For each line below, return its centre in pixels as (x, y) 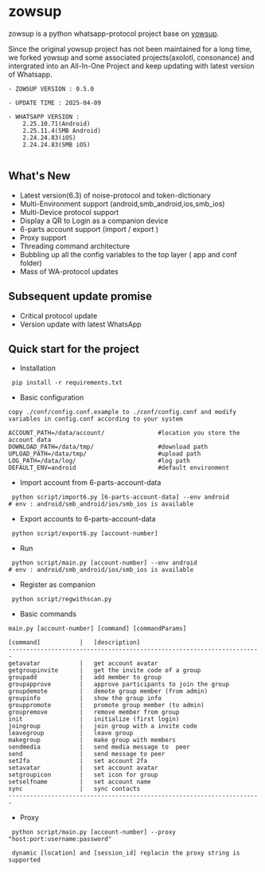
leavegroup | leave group (71, 733)
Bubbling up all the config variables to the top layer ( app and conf (128, 254)
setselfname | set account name (80, 782)
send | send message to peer (87, 754)
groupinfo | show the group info (85, 698)
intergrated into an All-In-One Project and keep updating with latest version (131, 65)
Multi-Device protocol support (69, 212)
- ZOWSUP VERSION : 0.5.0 (51, 89)
